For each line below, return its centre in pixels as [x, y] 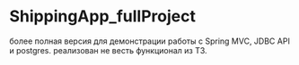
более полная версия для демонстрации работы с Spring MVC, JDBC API [149, 41]
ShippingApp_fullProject [102, 16]
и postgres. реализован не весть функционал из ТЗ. [109, 50]
